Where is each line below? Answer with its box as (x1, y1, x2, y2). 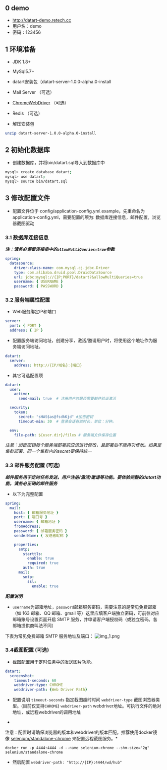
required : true (27, 560, 58, 565)
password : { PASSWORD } (14, 284, 63, 289)
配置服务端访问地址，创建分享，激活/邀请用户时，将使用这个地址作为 (12, 338, 153, 344)
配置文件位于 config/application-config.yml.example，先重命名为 (12, 208, 145, 214)
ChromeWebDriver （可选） (12, 99, 69, 106)
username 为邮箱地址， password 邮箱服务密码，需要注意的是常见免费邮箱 (12, 604, 157, 610)
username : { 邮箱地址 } (14, 519, 60, 524)
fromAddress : (14, 524, 41, 529)
